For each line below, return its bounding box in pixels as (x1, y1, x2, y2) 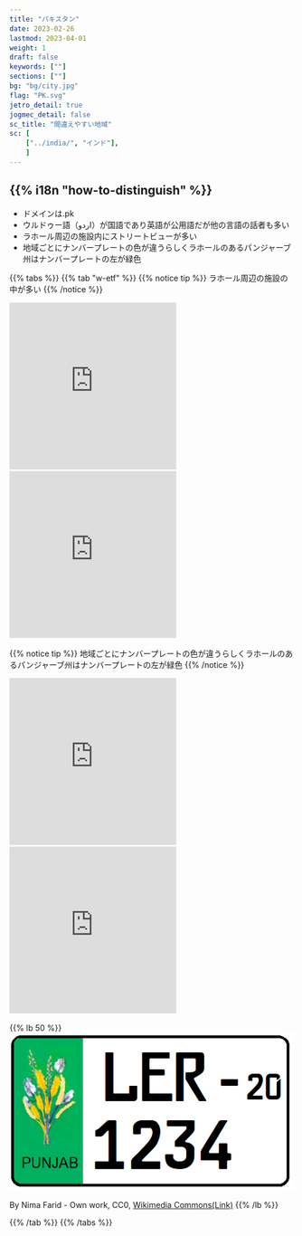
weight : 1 (9, 43, 47, 52)
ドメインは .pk (22, 208, 75, 219)
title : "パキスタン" (9, 14, 80, 24)
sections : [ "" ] (9, 72, 67, 81)
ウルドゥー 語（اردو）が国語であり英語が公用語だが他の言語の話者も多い (22, 219, 290, 230)
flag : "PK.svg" (9, 90, 67, 100)
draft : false (9, 52, 59, 62)
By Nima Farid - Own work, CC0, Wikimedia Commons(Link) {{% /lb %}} (9, 1199, 278, 1210)
